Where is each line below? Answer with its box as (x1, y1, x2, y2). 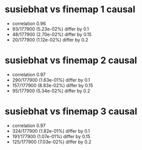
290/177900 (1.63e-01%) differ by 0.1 (12, 77, 90, 83)
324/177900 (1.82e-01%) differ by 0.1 (12, 128, 90, 134)
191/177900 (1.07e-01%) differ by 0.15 (12, 133, 90, 139)
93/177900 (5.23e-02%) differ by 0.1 (12, 26, 89, 32)
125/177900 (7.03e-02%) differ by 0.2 (12, 139, 91, 145)
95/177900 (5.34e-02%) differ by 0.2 (12, 88, 90, 94)
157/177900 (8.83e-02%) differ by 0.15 (12, 82, 93, 88)
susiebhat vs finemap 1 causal (5, 4, 136, 15)
